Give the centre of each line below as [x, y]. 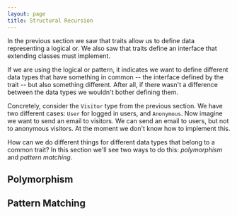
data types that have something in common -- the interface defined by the [116, 77]
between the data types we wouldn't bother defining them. [93, 92]
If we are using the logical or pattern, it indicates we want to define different [118, 69]
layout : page [27, 14]
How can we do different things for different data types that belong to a [111, 142]
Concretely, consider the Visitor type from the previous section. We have [115, 106]
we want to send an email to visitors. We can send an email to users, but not [118, 120]
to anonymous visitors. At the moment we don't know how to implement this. [119, 128]
